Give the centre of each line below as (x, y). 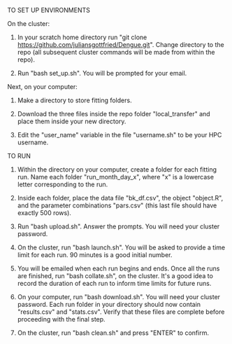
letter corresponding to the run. (63, 184)
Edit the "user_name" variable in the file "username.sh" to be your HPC (119, 135)
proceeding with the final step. (61, 319)
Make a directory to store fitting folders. (74, 100)
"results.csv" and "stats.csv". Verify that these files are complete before (121, 312)
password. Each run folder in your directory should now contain (109, 304)
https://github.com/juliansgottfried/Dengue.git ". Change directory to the (121, 44)
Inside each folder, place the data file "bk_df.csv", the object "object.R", (120, 198)
